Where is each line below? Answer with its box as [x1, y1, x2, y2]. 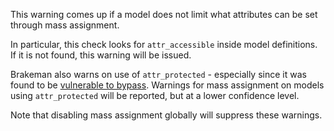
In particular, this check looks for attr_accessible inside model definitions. [10, 39, 318, 50]
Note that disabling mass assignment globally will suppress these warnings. [10, 109, 323, 121]
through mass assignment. [10, 19, 120, 31]
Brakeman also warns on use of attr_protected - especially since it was [10, 69, 307, 80]
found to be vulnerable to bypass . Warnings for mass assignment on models [10, 79, 325, 91]
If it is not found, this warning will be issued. [10, 49, 192, 61]
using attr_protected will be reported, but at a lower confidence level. [10, 90, 300, 101]
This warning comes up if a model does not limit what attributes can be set [10, 9, 318, 20]
